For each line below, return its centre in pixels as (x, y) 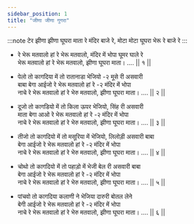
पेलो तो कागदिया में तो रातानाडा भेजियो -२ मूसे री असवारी (80, 76)
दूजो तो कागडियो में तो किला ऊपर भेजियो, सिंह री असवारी (80, 106)
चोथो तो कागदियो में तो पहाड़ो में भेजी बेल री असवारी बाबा (79, 166)
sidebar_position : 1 (38, 14)
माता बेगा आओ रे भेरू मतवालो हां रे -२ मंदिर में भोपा (73, 114)
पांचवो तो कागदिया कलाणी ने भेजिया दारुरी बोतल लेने (75, 196)
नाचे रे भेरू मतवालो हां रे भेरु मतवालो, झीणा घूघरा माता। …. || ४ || (91, 152)
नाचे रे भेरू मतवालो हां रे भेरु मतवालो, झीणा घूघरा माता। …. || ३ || (91, 122)
